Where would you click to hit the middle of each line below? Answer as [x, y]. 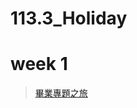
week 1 [39, 64]
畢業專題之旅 [61, 93]
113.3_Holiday [69, 18]
